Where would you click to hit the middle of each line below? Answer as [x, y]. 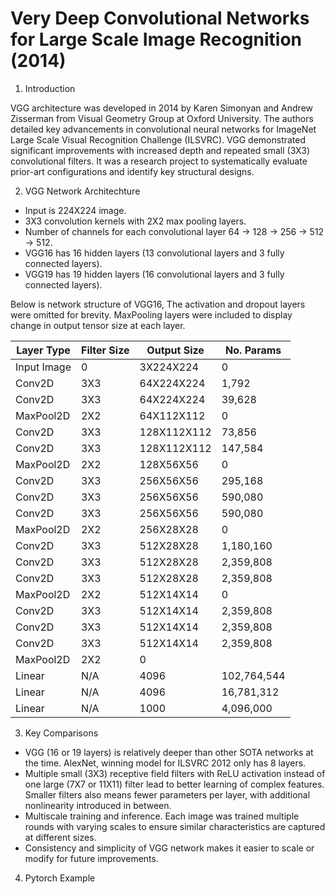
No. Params [253, 350]
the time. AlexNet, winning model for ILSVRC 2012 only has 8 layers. [165, 763]
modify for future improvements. [91, 858]
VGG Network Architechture [82, 191]
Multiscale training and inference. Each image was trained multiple [162, 816]
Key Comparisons [61, 733]
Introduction [50, 88]
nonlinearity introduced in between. [98, 805]
